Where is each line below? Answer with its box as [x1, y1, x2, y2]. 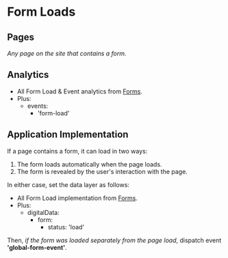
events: [27, 102, 49, 110]
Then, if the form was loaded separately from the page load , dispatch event [7, 236, 222, 244]
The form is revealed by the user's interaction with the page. [16, 167, 188, 175]
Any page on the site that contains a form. [7, 49, 127, 57]
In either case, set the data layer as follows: [7, 180, 130, 188]
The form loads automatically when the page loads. [16, 160, 162, 168]
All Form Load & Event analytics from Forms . [16, 87, 142, 96]
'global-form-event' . [7, 243, 67, 251]
